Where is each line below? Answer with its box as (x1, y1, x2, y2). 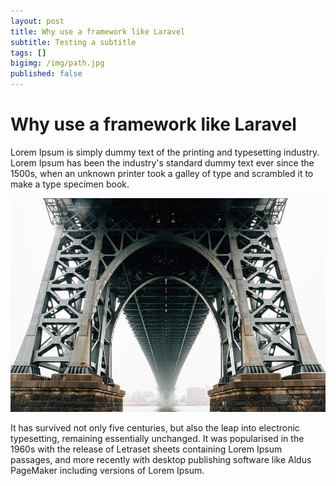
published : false (10, 69, 83, 79)
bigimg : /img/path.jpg (10, 58, 105, 69)
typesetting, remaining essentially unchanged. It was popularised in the (10, 432, 305, 444)
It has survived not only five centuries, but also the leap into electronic (10, 421, 300, 434)
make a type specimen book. (10, 178, 130, 190)
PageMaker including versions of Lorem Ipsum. (10, 464, 205, 476)
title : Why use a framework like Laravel (10, 26, 186, 37)
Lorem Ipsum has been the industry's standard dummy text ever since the (10, 156, 315, 169)
